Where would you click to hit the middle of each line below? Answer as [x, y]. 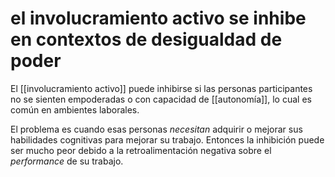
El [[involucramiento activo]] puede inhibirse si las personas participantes [161, 88]
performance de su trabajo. [67, 161]
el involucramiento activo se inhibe [158, 18]
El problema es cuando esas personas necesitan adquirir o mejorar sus [156, 129]
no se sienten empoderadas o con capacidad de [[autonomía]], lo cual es [161, 99]
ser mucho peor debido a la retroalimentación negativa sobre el [141, 150]
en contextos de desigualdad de [146, 39]
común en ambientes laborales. [75, 109]
